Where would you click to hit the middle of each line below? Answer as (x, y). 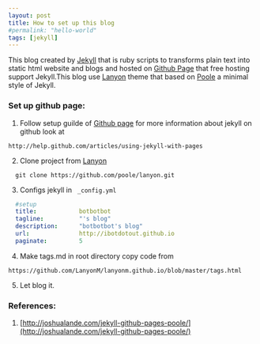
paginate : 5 (49, 241)
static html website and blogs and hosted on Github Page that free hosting (129, 69)
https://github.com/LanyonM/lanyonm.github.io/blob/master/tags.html (125, 270)
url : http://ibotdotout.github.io (95, 234)
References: (32, 305)
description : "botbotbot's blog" (79, 226)
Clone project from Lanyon (63, 161)
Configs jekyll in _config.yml (68, 190)
